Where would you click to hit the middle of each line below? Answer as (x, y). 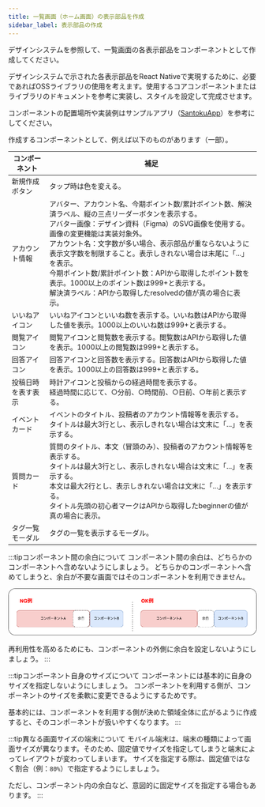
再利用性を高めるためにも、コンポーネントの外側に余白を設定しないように (129, 649)
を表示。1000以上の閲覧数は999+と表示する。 (126, 347)
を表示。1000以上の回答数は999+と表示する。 (126, 370)
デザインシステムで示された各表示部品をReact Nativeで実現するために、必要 (132, 76)
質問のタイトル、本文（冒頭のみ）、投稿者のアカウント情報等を (151, 446)
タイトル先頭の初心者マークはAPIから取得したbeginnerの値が (149, 505)
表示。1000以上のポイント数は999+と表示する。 (130, 283)
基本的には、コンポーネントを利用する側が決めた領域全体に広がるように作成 (132, 712)
